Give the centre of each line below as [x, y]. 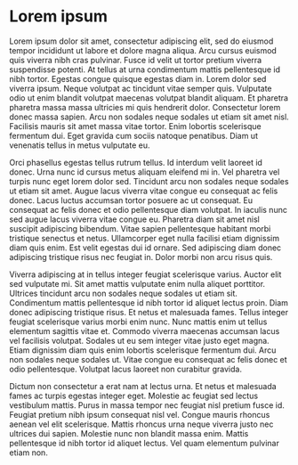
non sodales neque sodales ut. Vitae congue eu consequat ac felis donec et [148, 359]
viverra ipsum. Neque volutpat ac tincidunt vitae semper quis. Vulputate [141, 88]
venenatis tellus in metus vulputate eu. [80, 145]
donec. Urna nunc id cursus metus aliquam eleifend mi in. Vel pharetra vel [145, 172]
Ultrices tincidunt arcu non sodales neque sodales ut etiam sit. [124, 293]
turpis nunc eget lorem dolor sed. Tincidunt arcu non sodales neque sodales [149, 181]
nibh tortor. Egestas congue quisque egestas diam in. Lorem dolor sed [138, 78]
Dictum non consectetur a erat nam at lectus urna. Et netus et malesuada [143, 386]
